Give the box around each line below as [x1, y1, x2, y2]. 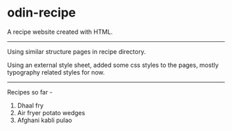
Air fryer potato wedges [17, 108, 86, 117]
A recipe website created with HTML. [7, 28, 113, 36]
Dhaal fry [17, 101, 43, 110]
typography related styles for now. [7, 68, 105, 77]
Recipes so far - [7, 88, 53, 96]
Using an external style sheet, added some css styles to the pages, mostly [7, 61, 219, 69]
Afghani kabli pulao [17, 116, 72, 124]
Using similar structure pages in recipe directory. [7, 47, 146, 56]
